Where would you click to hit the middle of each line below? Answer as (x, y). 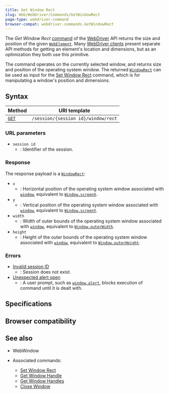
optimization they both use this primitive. (47, 55)
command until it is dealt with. (51, 288)
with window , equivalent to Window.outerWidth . (67, 226)
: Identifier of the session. (47, 149)
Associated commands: (37, 360)
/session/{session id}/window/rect (75, 119)
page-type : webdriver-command (37, 19)
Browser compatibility (41, 321)
